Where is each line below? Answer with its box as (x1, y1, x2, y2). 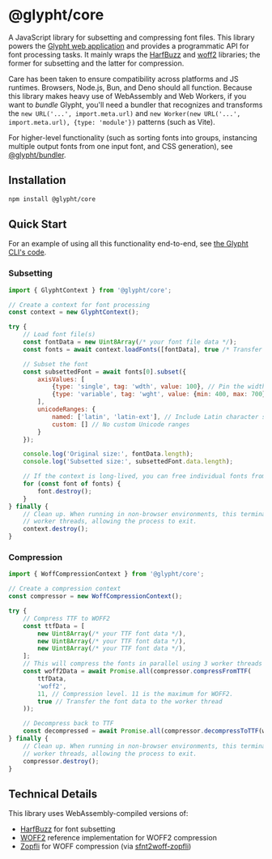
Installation (8, 173, 66, 187)
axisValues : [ (37, 375, 85, 383)
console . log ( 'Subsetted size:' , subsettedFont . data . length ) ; (23, 458, 233, 466)
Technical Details (8, 787, 98, 801)
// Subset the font (23, 360, 89, 368)
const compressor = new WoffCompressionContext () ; (8, 592, 183, 600)
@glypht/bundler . (8, 150, 66, 160)
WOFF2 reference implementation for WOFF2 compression (19, 833, 217, 843)
